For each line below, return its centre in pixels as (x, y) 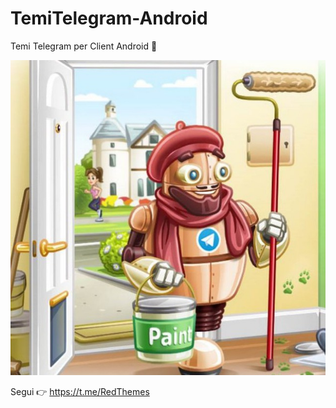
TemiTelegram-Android (109, 18)
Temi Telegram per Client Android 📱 (84, 46)
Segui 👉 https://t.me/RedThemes (80, 391)
